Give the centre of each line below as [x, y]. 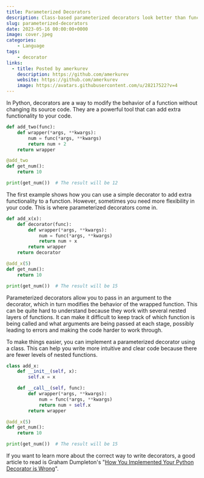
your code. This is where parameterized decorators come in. [82, 207]
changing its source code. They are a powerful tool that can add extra [93, 109]
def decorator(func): [44, 224]
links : [15, 63]
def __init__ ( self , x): [47, 371]
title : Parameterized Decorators [49, 12]
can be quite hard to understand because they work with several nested [96, 311]
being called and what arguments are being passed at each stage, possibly [100, 323]
